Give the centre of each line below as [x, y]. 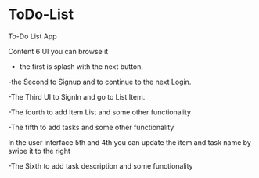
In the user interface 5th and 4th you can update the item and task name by [130, 142]
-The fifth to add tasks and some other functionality [91, 127]
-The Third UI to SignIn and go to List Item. [77, 96]
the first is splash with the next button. [81, 66]
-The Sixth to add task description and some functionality [101, 165]
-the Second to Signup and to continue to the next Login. [100, 82]
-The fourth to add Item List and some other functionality [100, 112]
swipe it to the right [39, 151]
